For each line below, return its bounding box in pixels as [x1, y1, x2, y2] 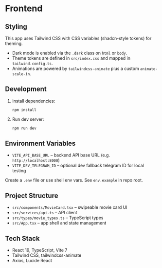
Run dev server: [12, 116, 44, 122]
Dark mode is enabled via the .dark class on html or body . [12, 50, 127, 56]
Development [5, 85, 47, 93]
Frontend [5, 3, 43, 14]
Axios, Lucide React [12, 258, 53, 263]
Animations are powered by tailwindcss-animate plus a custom [12, 66, 140, 71]
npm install [12, 107, 36, 112]
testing [12, 168, 26, 174]
